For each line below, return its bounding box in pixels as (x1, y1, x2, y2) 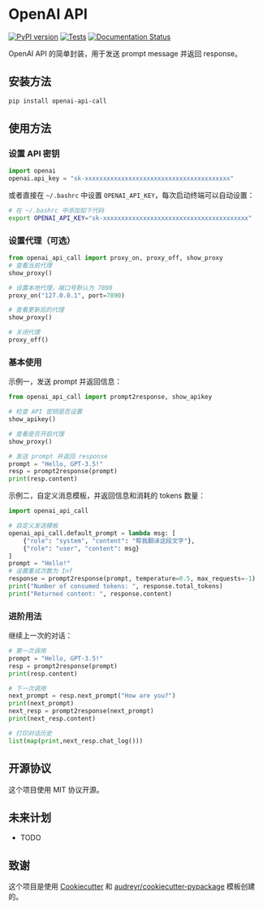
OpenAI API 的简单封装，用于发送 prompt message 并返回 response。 (8, 48, 242, 58)
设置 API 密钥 (8, 147, 60, 159)
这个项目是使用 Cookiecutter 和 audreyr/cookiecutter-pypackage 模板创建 (8, 881, 256, 892)
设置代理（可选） (8, 235, 75, 246)
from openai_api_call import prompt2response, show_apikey (8, 393, 213, 402)
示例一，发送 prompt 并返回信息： (8, 376, 123, 387)
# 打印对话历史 (8, 729, 53, 737)
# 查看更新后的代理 (8, 306, 65, 314)
